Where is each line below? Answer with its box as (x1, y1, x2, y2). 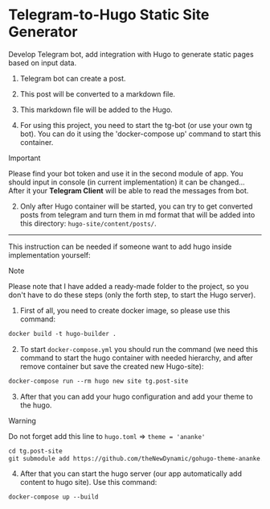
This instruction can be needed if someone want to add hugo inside (8, 242, 232, 251)
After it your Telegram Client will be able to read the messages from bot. (8, 185, 249, 195)
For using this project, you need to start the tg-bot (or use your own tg (19, 120, 253, 130)
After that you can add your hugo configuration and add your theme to (19, 391, 253, 401)
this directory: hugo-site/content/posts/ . (19, 218, 157, 228)
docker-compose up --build (8, 493, 99, 501)
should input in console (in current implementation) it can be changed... (8, 177, 245, 187)
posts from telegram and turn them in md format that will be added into (19, 209, 256, 219)
